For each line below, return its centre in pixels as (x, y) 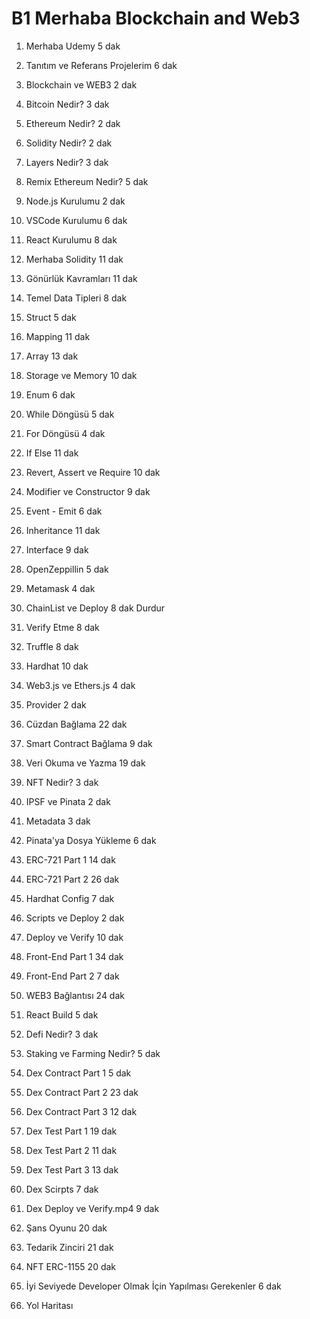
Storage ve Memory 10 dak (81, 375)
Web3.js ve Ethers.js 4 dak (80, 685)
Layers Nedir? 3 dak (67, 162)
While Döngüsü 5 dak (70, 414)
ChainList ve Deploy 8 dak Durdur (95, 608)
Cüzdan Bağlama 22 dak (76, 724)
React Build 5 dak (62, 1014)
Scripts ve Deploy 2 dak (75, 918)
